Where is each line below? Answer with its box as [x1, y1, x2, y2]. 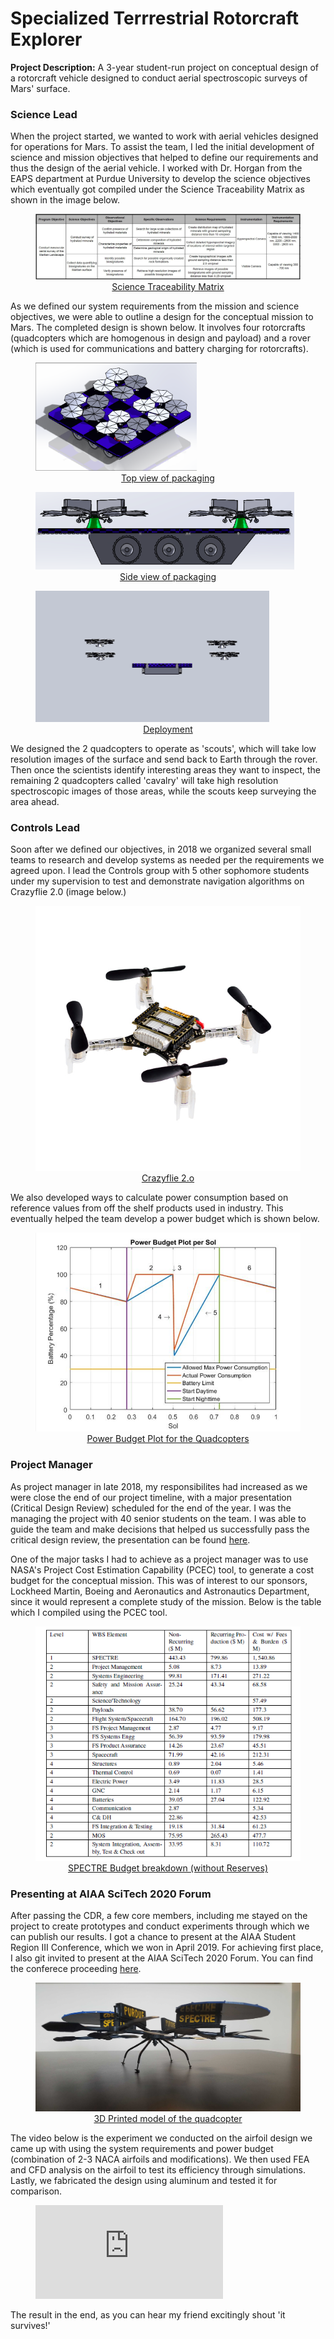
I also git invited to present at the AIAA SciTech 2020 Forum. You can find [10, 1952, 314, 1964]
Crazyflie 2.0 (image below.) [10, 886, 127, 898]
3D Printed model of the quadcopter [93, 2113, 243, 2125]
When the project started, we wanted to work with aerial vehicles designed [10, 130, 319, 142]
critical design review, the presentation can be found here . [10, 1533, 251, 1546]
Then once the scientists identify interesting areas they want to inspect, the [10, 763, 321, 776]
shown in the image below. [10, 194, 120, 206]
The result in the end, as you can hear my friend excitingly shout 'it [10, 2309, 286, 2321]
